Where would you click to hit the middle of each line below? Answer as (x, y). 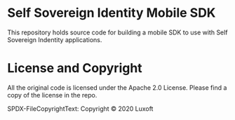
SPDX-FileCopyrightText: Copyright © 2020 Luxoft (80, 108)
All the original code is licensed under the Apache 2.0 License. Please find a (117, 87)
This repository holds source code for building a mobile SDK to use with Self (117, 32)
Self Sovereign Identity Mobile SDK (112, 13)
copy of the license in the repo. (52, 95)
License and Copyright (75, 68)
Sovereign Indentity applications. (55, 39)
